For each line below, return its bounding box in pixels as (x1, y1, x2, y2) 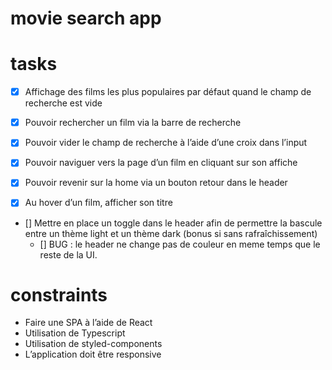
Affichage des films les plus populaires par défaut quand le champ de (24, 86, 312, 98)
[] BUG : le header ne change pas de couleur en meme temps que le (39, 238, 321, 250)
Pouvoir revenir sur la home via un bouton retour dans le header (24, 177, 288, 189)
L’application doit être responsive (24, 348, 162, 361)
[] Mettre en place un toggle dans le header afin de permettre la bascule (24, 217, 323, 229)
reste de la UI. (39, 248, 98, 261)
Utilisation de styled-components (24, 338, 163, 350)
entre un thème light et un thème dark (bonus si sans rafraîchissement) (24, 227, 318, 239)
